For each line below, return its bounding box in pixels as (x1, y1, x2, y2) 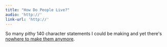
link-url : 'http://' (5, 17, 50, 22)
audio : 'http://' (5, 12, 43, 17)
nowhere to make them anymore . (5, 36, 75, 42)
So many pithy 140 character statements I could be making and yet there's (5, 31, 162, 37)
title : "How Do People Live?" (5, 7, 70, 13)
